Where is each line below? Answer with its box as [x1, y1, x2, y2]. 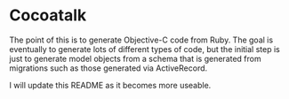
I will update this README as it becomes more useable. [9, 80, 212, 90]
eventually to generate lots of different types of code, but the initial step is [9, 43, 280, 54]
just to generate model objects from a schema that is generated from [9, 53, 261, 64]
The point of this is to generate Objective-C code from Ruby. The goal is [9, 34, 274, 45]
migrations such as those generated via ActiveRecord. [9, 63, 208, 73]
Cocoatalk [9, 5, 87, 26]
